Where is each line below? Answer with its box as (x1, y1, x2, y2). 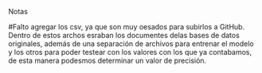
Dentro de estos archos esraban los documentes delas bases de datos (8, 31, 240, 40)
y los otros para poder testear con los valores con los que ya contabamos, (8, 48, 252, 56)
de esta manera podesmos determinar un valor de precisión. (8, 56, 207, 65)
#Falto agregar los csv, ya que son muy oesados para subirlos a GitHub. (8, 22, 245, 31)
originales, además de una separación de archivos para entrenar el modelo (8, 39, 254, 48)
